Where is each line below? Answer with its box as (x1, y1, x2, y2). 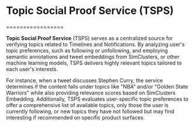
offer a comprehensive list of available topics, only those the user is (6, 101, 169, 108)
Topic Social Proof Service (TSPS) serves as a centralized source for (6, 34, 174, 41)
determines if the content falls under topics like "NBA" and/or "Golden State (6, 83, 188, 90)
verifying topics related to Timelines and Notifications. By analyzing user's (6, 41, 185, 48)
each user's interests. (6, 65, 58, 72)
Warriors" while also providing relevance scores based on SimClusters (6, 89, 176, 96)
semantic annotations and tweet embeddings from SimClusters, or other (6, 53, 180, 60)
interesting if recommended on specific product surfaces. (6, 114, 145, 121)
